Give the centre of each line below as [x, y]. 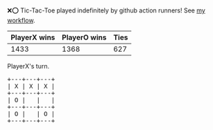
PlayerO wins [84, 37]
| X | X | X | [31, 86]
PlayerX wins [33, 37]
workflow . [21, 20]
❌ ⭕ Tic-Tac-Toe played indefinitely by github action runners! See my [106, 10]
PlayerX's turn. [28, 66]
